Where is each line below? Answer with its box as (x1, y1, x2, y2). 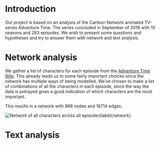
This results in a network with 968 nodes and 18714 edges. (5, 103, 123, 109)
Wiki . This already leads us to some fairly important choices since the (5, 73, 144, 79)
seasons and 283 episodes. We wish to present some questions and (5, 30, 142, 35)
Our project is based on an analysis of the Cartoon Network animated (5, 19, 144, 25)
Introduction (5, 3, 56, 15)
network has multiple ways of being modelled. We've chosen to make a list (5, 78, 154, 84)
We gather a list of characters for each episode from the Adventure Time (5, 68, 150, 74)
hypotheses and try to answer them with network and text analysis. (5, 35, 139, 41)
